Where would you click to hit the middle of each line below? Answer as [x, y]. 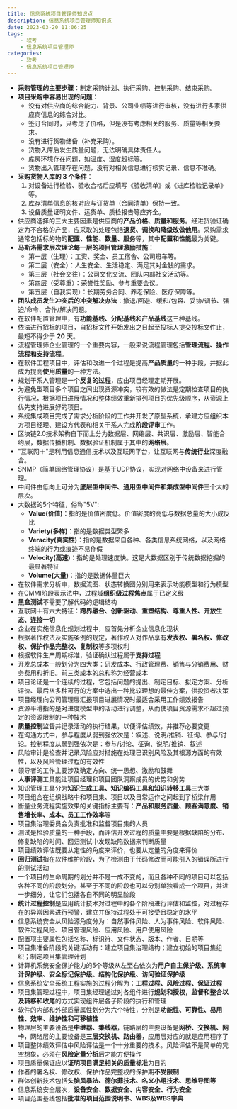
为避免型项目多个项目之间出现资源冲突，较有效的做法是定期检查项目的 [120, 389]
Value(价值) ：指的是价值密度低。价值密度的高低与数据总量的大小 [123, 513]
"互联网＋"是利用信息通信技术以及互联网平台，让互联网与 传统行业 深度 [120, 451]
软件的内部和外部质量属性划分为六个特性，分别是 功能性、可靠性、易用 [120, 1009]
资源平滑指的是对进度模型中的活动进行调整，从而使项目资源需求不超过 [120, 708]
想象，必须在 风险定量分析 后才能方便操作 [83, 1054]
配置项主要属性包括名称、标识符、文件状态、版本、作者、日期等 [110, 938]
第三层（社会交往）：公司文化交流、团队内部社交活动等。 [110, 274]
